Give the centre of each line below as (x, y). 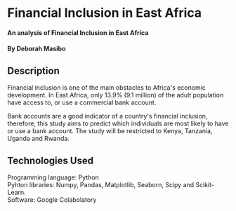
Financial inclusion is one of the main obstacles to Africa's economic (106, 88)
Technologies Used (50, 160)
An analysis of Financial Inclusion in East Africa (78, 32)
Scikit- (205, 185)
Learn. (17, 192)
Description (33, 70)
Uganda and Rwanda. (39, 139)
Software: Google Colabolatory (52, 200)
